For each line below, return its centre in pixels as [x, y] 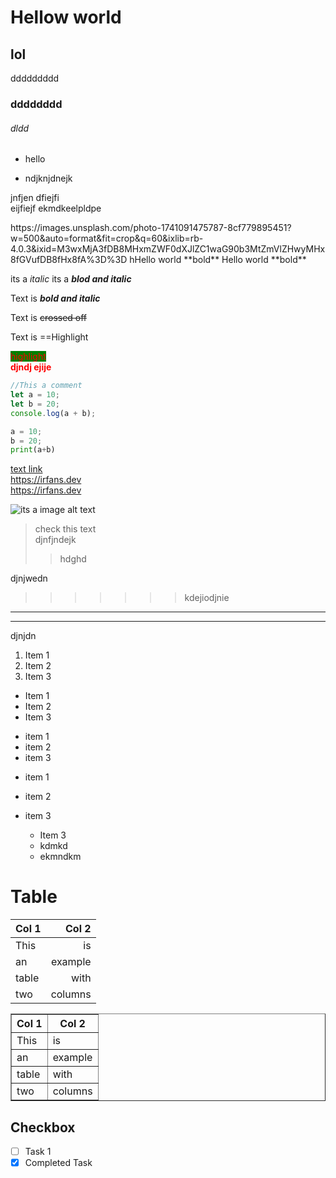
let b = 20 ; [35, 404]
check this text [65, 529]
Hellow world [66, 17]
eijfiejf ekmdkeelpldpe [56, 208]
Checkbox [43, 1127]
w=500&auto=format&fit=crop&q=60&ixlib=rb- [107, 238]
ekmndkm [60, 857]
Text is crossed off [49, 318]
